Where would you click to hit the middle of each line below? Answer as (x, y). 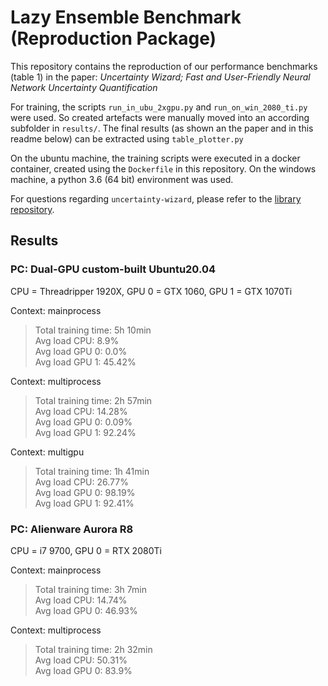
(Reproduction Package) (113, 38)
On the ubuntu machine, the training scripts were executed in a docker (155, 158)
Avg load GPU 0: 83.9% (83, 670)
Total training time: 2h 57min (93, 400)
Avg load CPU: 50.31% (81, 660)
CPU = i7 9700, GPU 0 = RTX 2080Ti (86, 550)
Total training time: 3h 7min (90, 589)
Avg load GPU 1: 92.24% (85, 432)
